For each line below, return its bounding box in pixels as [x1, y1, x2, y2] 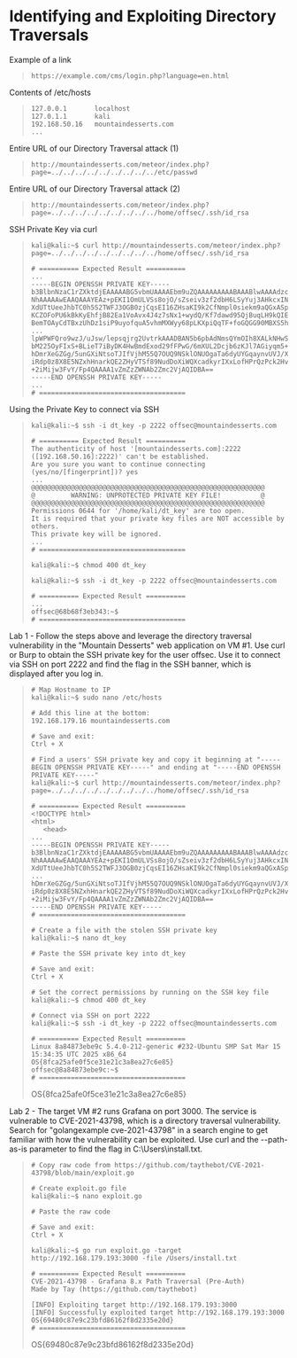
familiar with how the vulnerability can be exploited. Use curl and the [9, 1134, 259, 1144]
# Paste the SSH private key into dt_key [30, 948, 186, 958]
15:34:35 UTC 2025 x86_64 [30, 1050, 126, 1058]
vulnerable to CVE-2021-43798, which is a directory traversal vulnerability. [9, 1115, 281, 1126]
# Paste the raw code [30, 1207, 110, 1216]
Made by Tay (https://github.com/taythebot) [30, 1284, 198, 1293]
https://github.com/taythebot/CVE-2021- [114, 1160, 265, 1169]
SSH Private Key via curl [9, 223, 98, 234]
